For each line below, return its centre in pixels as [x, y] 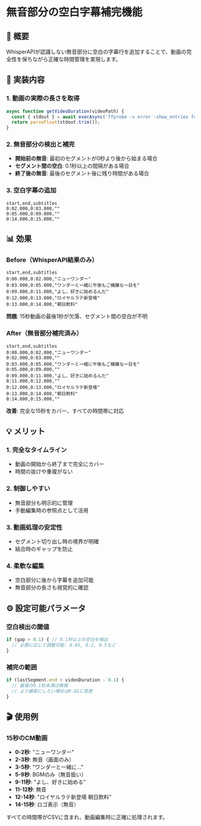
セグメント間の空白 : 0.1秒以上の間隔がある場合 [72, 166]
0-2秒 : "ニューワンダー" [45, 752]
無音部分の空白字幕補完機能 [74, 12]
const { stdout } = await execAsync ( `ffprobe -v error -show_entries [100, 117]
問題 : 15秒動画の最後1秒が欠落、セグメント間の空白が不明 [77, 316]
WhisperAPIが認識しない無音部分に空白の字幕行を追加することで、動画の [96, 52]
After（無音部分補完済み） [44, 333]
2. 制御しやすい [28, 488]
